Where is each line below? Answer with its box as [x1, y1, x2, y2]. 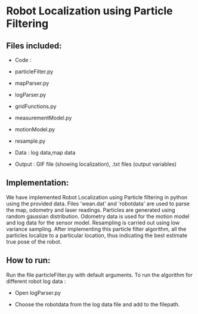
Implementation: [6, 178, 69, 188]
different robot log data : [6, 278, 66, 285]
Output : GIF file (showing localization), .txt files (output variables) [14, 161, 177, 168]
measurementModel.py [14, 115, 72, 121]
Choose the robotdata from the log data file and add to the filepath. [14, 300, 180, 308]
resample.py [14, 137, 46, 144]
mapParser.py [14, 79, 49, 87]
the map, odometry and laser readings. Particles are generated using [6, 206, 175, 213]
